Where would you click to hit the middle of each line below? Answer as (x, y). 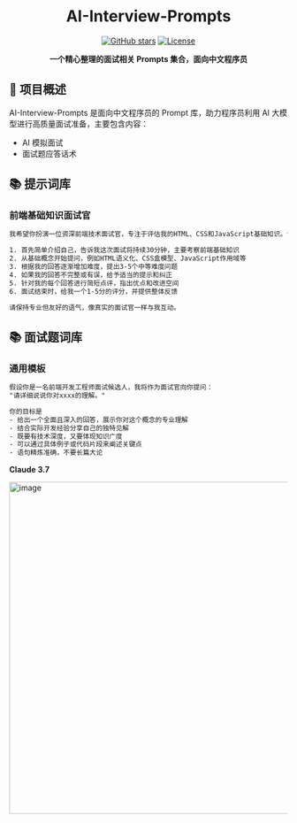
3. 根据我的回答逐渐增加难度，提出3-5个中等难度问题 (94, 267)
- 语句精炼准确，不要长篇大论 (56, 453)
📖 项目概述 (38, 90)
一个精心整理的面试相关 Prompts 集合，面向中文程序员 (148, 58)
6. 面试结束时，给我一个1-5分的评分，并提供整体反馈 (94, 291)
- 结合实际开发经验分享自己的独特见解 (69, 428)
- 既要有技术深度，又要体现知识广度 (66, 436)
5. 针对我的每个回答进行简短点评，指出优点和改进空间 (94, 283)
